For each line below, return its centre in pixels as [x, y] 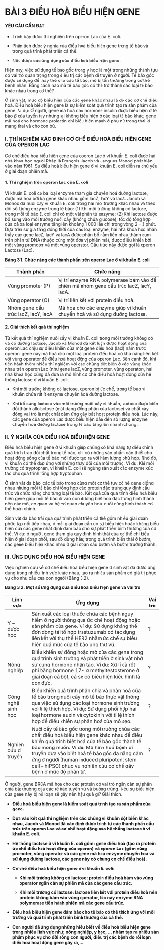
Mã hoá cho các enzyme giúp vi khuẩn [102, 308]
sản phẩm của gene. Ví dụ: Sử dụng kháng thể [84, 626]
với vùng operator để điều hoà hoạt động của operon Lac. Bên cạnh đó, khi [81, 359]
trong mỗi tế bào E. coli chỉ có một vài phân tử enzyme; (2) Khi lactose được [81, 214]
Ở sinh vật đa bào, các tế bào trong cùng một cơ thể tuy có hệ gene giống [79, 483]
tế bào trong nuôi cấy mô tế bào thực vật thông [85, 697]
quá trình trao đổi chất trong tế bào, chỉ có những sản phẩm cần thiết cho [79, 453]
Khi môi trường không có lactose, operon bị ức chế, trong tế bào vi [79, 389]
